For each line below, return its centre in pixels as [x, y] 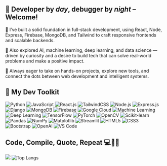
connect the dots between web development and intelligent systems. [77, 76]
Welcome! [22, 18]
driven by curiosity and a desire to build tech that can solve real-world [78, 55]
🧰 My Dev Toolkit [32, 92]
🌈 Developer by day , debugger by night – [71, 9]
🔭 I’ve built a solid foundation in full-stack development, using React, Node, [84, 29]
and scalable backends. [30, 40]
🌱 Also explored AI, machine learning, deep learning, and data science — [81, 50]
